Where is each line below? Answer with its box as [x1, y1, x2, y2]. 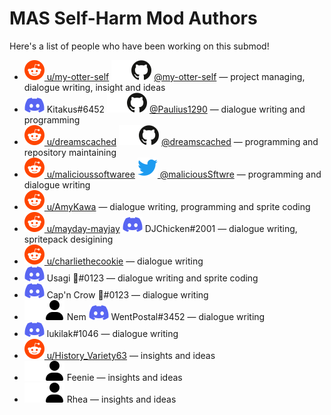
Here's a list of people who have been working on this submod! [9, 40, 270, 52]
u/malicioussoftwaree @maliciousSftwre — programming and [46, 168, 322, 180]
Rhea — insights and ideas [66, 393, 177, 405]
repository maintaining [23, 146, 117, 158]
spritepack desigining [23, 233, 114, 245]
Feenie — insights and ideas [66, 371, 183, 383]
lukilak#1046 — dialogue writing [46, 327, 179, 339]
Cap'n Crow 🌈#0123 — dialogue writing [46, 288, 209, 301]
